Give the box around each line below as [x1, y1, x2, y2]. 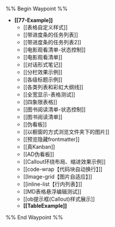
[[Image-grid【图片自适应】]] [23, 173, 93, 180]
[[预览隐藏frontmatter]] [23, 136, 80, 143]
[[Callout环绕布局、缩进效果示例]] [23, 158, 106, 165]
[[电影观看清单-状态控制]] [23, 46, 86, 53]
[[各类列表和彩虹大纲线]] [23, 84, 84, 90]
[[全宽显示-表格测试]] [23, 91, 76, 98]
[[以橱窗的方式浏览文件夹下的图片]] [23, 128, 110, 135]
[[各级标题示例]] [23, 76, 63, 83]
